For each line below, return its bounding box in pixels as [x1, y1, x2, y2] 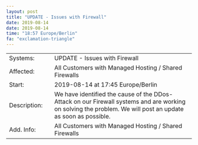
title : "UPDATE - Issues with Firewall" [6, 14, 107, 20]
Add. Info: [9, 126, 37, 133]
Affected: [9, 67, 35, 75]
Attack [54, 98, 72, 106]
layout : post [6, 8, 38, 15]
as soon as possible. [54, 113, 111, 120]
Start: [9, 81, 25, 88]
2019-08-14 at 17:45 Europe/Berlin [54, 81, 158, 88]
